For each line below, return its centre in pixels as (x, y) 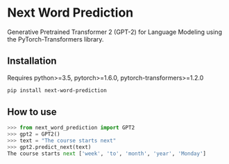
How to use (32, 112)
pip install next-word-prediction (57, 90)
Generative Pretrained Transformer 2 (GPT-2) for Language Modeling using (114, 32)
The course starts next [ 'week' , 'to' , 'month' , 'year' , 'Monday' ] (107, 154)
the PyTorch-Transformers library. (56, 39)
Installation (32, 61)
